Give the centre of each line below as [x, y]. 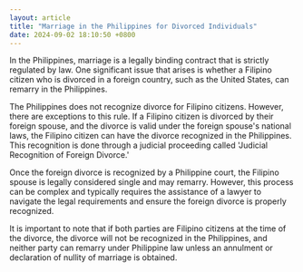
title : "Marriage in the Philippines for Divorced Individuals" [133, 26]
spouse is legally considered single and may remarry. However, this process [151, 182]
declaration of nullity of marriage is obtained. [93, 257]
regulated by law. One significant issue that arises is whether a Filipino [141, 70]
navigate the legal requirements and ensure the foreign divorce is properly [148, 201]
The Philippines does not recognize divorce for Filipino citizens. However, [147, 107]
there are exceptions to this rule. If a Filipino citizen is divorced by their [142, 117]
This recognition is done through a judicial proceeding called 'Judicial [139, 145]
